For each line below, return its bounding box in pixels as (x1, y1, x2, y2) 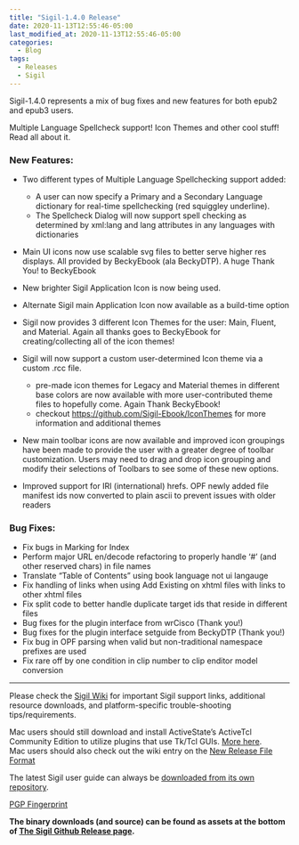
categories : (9, 37, 53, 47)
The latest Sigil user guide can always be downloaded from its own (9, 772, 255, 784)
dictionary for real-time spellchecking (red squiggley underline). (35, 201, 270, 212)
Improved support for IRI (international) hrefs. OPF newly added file (21, 481, 270, 492)
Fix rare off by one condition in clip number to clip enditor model (21, 655, 258, 666)
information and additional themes (35, 418, 162, 428)
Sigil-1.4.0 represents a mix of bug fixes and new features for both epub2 (9, 95, 278, 106)
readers (21, 500, 52, 510)
